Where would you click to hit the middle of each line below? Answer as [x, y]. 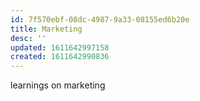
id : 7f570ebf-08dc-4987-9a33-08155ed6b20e [100, 19]
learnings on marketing [58, 85]
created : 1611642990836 [60, 57]
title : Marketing [46, 29]
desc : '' [28, 38]
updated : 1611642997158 [60, 47]
